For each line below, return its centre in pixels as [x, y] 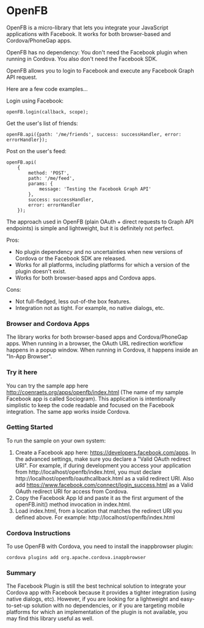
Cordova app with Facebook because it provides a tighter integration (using [101, 593]
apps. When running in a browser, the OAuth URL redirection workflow [95, 344]
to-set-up [18, 605]
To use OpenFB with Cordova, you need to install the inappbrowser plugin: [100, 546]
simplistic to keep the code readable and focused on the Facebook [90, 405]
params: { [41, 184]
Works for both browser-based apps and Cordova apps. [86, 278]
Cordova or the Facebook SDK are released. [71, 258]
